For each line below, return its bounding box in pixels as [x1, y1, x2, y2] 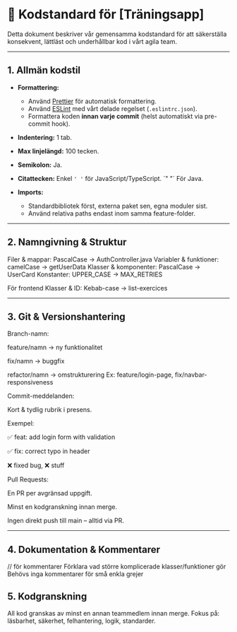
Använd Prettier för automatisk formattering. [28, 97, 157, 105]
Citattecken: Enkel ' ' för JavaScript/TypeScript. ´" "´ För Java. [17, 174, 204, 182]
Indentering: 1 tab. [17, 133, 73, 141]
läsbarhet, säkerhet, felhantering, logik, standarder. [7, 616, 157, 625]
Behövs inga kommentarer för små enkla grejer [7, 570, 144, 578]
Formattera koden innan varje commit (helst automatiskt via [28, 112, 203, 120]
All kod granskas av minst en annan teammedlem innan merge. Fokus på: [7, 609, 220, 617]
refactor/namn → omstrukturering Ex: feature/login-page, [7, 370, 174, 379]
